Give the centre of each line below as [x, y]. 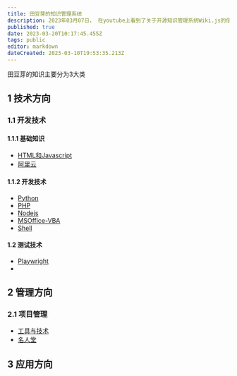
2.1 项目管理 [28, 315]
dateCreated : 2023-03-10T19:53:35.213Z [66, 54]
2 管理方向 [30, 292]
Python [28, 198]
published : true [31, 27]
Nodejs [28, 213]
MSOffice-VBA [39, 220]
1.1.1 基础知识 [26, 138]
